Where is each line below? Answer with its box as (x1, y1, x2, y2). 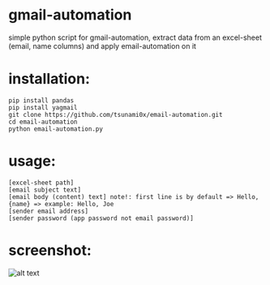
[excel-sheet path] (8, 179, 75, 187)
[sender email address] (8, 207, 89, 215)
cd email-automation (8, 118, 79, 126)
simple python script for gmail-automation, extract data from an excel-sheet (8, 32, 262, 42)
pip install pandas (8, 96, 75, 105)
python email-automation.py (8, 124, 104, 133)
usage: (8, 152, 57, 171)
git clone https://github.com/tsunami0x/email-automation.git (8, 110, 223, 119)
